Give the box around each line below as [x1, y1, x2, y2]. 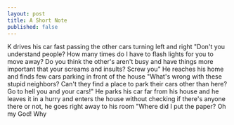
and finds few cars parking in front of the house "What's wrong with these [7, 72, 223, 81]
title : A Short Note [7, 17, 68, 24]
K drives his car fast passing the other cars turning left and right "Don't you [7, 43, 226, 51]
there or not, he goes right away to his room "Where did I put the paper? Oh [7, 103, 226, 111]
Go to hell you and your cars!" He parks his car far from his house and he [7, 87, 219, 96]
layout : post [7, 10, 46, 18]
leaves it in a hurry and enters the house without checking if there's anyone [7, 95, 226, 103]
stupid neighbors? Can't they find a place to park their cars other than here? [7, 80, 227, 88]
